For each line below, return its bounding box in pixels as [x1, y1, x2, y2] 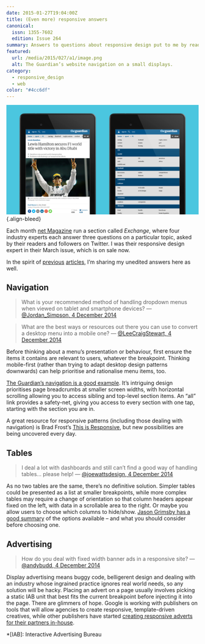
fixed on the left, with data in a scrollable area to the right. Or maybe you [6, 502, 189, 509]
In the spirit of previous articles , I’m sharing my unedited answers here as [6, 258, 191, 266]
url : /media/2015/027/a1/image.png [12, 55, 103, 61]
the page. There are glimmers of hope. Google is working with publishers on [6, 599, 198, 607]
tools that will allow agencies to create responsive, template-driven [6, 606, 175, 613]
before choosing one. [6, 521, 60, 529]
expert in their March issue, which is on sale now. [6, 246, 131, 253]
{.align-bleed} [6, 215, 41, 222]
